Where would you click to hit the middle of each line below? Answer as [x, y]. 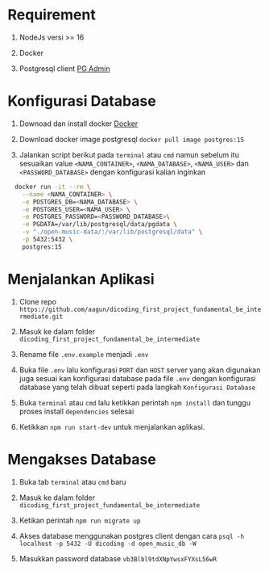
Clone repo [38, 301]
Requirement [52, 15]
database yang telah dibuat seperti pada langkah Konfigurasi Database [137, 387]
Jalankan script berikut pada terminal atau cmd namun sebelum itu [129, 154]
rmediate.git [41, 317]
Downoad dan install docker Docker [79, 124]
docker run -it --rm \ [53, 187]
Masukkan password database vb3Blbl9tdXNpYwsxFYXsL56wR [118, 558]
